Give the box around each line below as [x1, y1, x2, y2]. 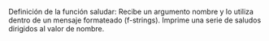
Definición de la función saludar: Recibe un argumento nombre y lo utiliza [8, 7, 254, 16]
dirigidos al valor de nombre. [8, 24, 105, 33]
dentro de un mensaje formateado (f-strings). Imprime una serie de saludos [8, 15, 262, 25]
